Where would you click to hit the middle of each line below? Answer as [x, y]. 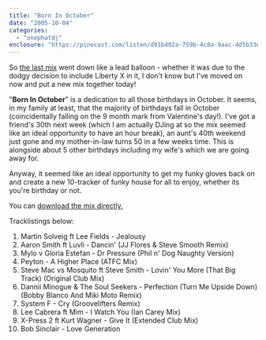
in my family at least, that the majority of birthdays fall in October [114, 108]
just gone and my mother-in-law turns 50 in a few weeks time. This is [122, 142]
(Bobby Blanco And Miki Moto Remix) [81, 295]
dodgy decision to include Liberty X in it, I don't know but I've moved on [126, 76]
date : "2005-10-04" [41, 23]
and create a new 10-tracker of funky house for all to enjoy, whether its [124, 182]
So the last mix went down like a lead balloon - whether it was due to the [127, 67]
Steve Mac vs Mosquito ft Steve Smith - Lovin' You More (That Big [128, 270]
